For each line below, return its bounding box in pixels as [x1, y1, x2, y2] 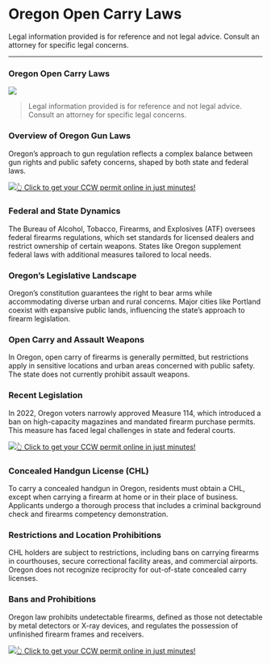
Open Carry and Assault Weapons [8, 334, 145, 346]
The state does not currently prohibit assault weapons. [8, 369, 190, 380]
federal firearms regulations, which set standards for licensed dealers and [8, 232, 254, 242]
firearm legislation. [8, 314, 71, 324]
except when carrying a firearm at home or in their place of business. [8, 492, 239, 502]
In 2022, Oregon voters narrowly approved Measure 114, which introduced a [8, 408, 261, 418]
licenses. [8, 574, 39, 583]
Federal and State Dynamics [8, 205, 121, 216]
